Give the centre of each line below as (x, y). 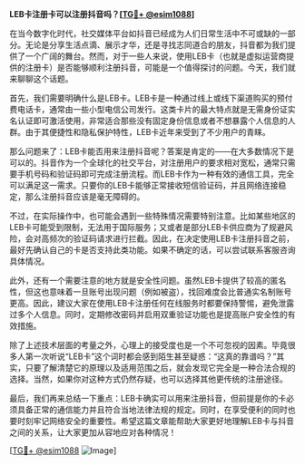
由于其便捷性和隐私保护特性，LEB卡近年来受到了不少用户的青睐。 (148, 132)
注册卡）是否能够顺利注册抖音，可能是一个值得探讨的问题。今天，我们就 (160, 68)
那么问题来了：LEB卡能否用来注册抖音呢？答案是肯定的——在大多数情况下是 (152, 151)
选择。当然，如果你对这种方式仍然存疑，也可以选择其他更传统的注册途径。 (148, 379)
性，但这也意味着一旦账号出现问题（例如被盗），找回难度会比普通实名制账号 (151, 292)
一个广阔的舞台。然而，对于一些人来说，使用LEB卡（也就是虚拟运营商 (156, 56)
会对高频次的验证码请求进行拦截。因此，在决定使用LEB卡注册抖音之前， (160, 238)
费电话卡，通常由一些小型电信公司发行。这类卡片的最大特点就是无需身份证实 (152, 109)
